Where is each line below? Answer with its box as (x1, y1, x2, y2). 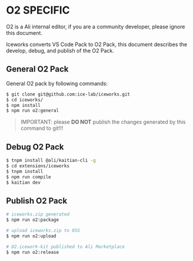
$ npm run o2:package (6, 217, 59, 223)
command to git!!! (20, 125, 64, 132)
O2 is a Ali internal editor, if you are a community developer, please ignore (6, 23, 185, 30)
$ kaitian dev (6, 180, 41, 185)
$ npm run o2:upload (6, 233, 57, 239)
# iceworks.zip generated (6, 211, 69, 217)
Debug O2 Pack (6, 142, 64, 152)
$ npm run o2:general (6, 107, 59, 114)
